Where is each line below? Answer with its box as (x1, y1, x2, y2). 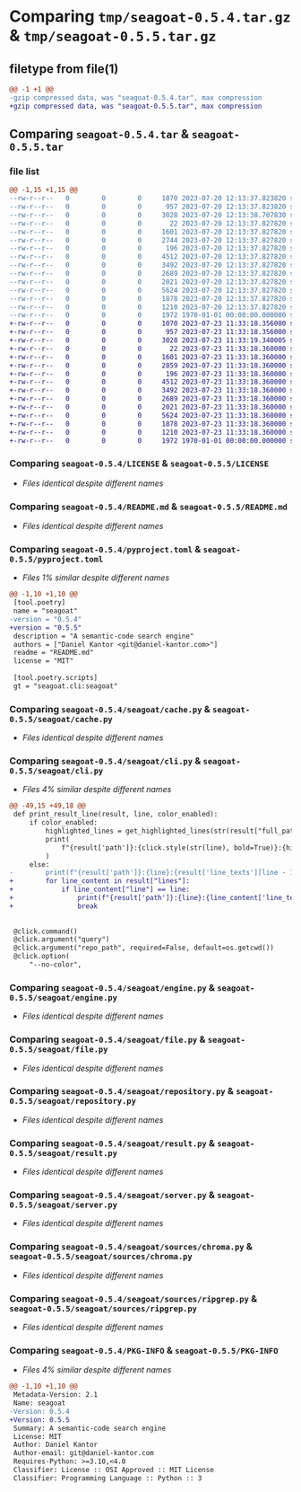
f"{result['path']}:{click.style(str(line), (61, 843, 230, 852)
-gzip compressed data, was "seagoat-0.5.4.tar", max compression (9, 93, 262, 102)
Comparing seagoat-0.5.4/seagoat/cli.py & (9, 755, 202, 767)
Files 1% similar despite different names (21, 572, 170, 583)
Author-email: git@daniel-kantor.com (13, 1449, 154, 1458)
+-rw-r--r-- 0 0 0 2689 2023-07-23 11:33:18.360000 (9, 394, 287, 403)
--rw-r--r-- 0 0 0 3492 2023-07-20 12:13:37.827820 (9, 260, 287, 270)
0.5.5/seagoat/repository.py (9, 1096, 137, 1107)
